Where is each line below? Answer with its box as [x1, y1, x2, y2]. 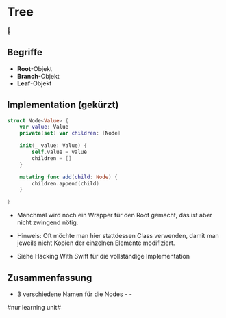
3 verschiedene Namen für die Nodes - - [16, 290, 132, 298]
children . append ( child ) [32, 180, 99, 187]
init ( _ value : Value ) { [19, 142, 88, 149]
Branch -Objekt [16, 72, 60, 80]
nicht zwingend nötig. [16, 218, 79, 226]
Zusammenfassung [7, 271, 92, 284]
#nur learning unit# [7, 304, 62, 311]
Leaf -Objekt [16, 79, 52, 88]
